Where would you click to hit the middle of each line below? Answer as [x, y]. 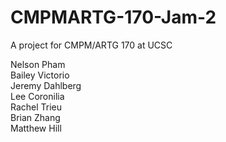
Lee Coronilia [37, 96]
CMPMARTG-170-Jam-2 [113, 17]
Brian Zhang [35, 117]
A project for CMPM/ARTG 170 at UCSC [91, 45]
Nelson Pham [38, 64]
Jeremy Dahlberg [46, 85]
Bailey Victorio [40, 75]
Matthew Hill [36, 128]
